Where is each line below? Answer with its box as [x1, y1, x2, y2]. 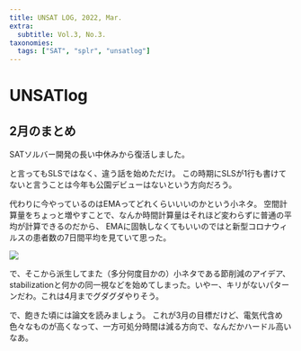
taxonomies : [9, 38, 54, 48]
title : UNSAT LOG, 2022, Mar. [9, 13, 123, 22]
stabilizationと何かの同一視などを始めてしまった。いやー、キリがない [9, 280, 267, 291]
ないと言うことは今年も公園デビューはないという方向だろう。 [9, 179, 237, 190]
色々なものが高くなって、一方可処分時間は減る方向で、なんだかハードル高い [9, 321, 292, 332]
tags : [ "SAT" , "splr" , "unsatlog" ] [17, 47, 151, 56]
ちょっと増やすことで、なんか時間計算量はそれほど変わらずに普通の [32, 210, 285, 220]
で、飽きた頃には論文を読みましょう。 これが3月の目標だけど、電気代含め [9, 310, 283, 320]
